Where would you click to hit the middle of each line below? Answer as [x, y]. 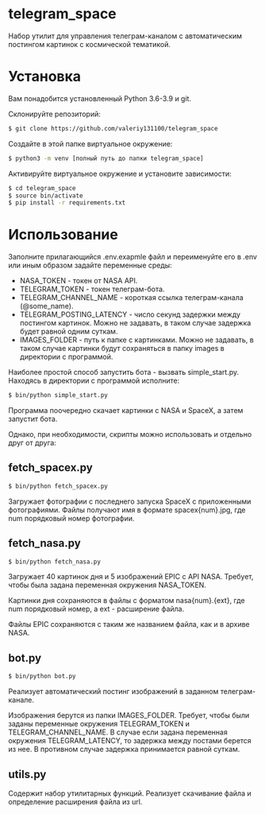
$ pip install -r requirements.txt [67, 203]
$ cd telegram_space [42, 188]
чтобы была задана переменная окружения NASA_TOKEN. [107, 585]
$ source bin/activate [46, 196]
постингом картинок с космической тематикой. [89, 44]
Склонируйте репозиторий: [55, 114]
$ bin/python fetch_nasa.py [55, 562]
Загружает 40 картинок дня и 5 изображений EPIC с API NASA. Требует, [131, 577]
